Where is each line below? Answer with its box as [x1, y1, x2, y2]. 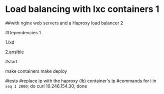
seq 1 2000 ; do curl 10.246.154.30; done [5, 83, 87, 89]
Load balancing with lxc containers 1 [5, 3, 159, 15]
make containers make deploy [5, 68, 67, 74]
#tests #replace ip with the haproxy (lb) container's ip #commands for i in [5, 78, 156, 84]
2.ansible [5, 49, 24, 55]
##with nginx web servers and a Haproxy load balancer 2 [5, 20, 123, 26]
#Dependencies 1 [5, 29, 41, 35]
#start [5, 58, 17, 64]
